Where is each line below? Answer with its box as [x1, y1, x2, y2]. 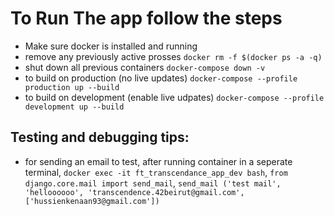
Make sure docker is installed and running [24, 40, 198, 52]
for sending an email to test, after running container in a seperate [24, 155, 293, 167]
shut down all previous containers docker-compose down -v [24, 61, 266, 73]
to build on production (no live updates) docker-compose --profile [24, 72, 298, 84]
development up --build [24, 102, 125, 112]
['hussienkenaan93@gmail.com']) [24, 196, 160, 206]
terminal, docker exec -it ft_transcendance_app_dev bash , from [24, 166, 288, 178]
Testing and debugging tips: [10, 129, 190, 146]
